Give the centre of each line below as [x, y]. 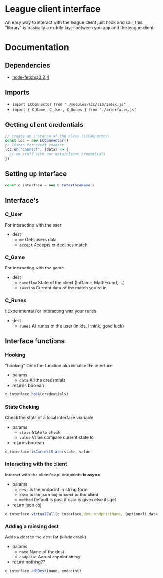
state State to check [40, 432]
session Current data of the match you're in [63, 288]
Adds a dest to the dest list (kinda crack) [46, 537]
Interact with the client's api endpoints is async [53, 475]
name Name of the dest [42, 551]
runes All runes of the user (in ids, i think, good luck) [72, 326]
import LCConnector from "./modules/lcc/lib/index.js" [69, 104]
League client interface [53, 9]
